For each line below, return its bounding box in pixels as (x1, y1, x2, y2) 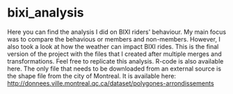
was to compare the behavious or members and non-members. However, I (7, 35, 220, 43)
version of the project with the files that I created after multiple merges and (7, 50, 223, 58)
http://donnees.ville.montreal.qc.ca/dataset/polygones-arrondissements (7, 79, 214, 87)
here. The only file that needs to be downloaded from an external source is (7, 64, 221, 73)
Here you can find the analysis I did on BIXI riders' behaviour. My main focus (7, 28, 227, 36)
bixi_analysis (7, 5, 85, 21)
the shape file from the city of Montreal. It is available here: (7, 71, 176, 80)
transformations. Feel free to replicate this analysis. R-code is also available (7, 57, 224, 65)
